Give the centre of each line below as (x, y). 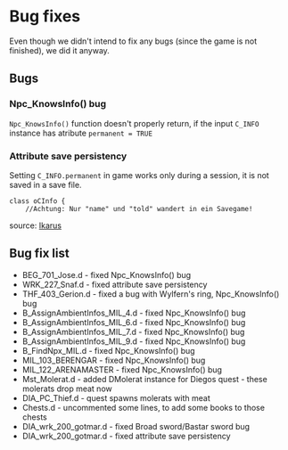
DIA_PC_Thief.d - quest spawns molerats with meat (116, 397)
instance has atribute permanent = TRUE (81, 133)
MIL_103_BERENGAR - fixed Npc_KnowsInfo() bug (114, 360)
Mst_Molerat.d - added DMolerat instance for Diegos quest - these (144, 379)
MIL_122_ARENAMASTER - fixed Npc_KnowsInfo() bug (122, 369)
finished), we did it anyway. (59, 50)
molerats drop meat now (67, 389)
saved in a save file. (45, 184)
